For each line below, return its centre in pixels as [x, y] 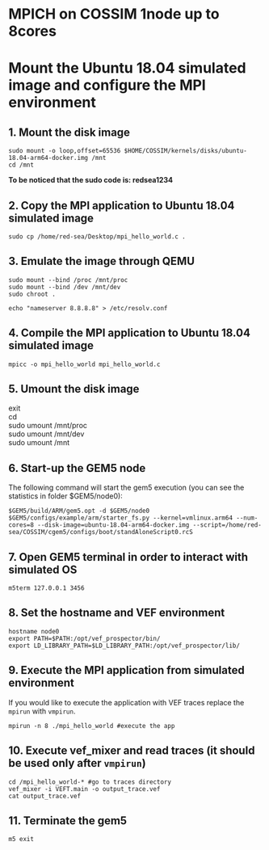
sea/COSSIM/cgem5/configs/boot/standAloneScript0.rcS [101, 532]
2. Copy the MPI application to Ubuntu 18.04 [122, 206]
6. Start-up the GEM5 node [77, 468]
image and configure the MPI [107, 85]
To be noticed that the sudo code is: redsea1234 [91, 180]
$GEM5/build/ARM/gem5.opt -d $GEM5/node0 [79, 511]
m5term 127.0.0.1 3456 [46, 588]
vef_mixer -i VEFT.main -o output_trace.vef [84, 789]
